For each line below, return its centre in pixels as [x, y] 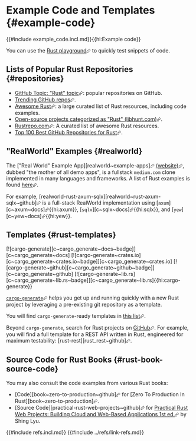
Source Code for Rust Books [59, 359]
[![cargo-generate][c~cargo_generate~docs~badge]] [71, 249]
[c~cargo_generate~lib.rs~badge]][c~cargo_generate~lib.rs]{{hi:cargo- [94, 280]
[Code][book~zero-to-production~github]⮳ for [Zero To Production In [99, 394]
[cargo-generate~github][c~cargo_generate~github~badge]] [80, 268]
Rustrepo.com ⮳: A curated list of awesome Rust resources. [87, 126]
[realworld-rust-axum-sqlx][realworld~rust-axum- [100, 196]
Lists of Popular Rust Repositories [70, 69]
